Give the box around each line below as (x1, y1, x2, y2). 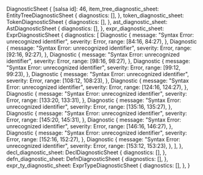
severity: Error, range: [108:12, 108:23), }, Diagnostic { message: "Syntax (6, 77, 189, 84)
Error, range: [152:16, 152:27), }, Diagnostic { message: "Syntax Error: (6, 136, 181, 143)
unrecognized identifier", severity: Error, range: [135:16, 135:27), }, (6, 103, 173, 110)
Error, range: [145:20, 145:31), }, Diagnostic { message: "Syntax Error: (6, 116, 182, 123)
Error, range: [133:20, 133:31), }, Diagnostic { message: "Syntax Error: (6, 96, 182, 104)
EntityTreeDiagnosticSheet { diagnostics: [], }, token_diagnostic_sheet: (6, 12, 184, 19)
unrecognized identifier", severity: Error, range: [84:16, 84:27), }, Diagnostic (6, 38, 197, 45)
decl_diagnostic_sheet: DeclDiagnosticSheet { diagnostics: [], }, (6, 149, 167, 156)
